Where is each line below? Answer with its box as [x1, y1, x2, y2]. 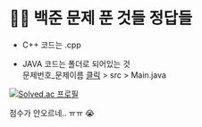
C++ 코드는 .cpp [21, 39, 82, 50]
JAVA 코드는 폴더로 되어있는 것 [21, 58, 131, 69]
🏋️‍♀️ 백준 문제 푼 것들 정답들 [9, 8, 193, 29]
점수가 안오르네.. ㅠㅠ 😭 [9, 107, 96, 118]
